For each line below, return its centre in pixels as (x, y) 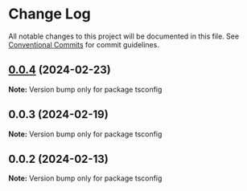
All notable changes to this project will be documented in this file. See (124, 36)
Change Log (49, 14)
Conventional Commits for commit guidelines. (84, 44)
